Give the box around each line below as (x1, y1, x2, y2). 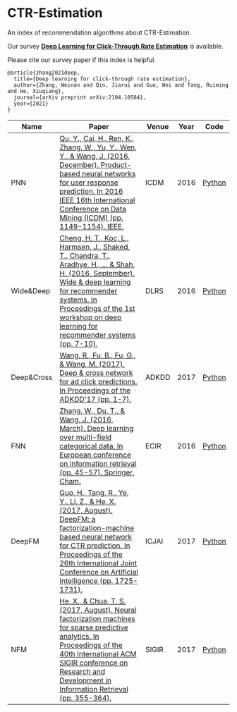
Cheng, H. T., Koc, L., (59, 233, 129, 243)
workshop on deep (59, 312, 122, 322)
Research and (59, 666, 106, 676)
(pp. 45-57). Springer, (59, 467, 135, 477)
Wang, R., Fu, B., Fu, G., (59, 350, 136, 360)
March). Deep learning (59, 423, 134, 433)
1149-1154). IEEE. (59, 221, 124, 231)
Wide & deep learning (59, 277, 131, 287)
